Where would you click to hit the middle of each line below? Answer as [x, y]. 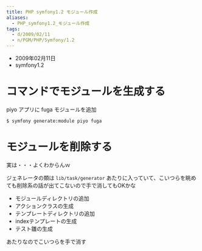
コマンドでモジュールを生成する [86, 91]
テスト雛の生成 [34, 229]
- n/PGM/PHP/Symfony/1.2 [43, 40]
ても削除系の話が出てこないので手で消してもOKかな [71, 185]
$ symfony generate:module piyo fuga [54, 121]
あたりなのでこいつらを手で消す [46, 241]
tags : [13, 29]
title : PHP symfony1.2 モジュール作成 [52, 12]
